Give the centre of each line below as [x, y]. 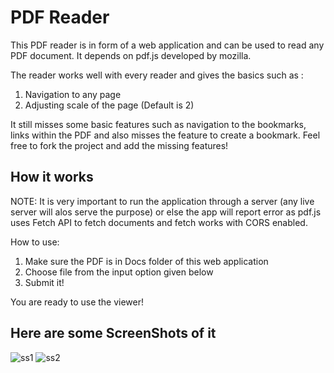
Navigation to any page [73, 94]
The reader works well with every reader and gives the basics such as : [157, 75]
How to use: [35, 242]
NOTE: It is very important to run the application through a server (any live [162, 201]
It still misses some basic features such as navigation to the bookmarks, [158, 124]
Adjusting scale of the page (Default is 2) [109, 105]
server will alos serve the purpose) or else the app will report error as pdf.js [166, 212]
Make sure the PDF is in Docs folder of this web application [146, 261]
